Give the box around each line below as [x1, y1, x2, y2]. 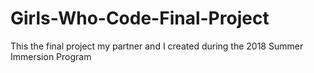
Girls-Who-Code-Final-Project [10, 7, 270, 30]
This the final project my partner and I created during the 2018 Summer [10, 40, 304, 52]
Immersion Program [10, 50, 92, 62]
